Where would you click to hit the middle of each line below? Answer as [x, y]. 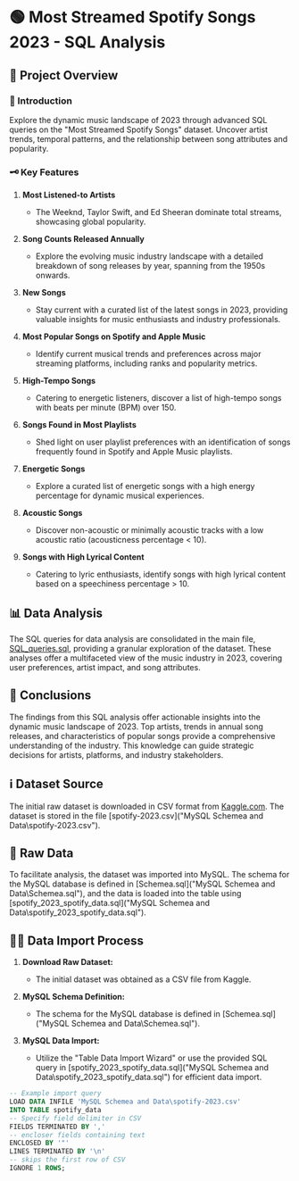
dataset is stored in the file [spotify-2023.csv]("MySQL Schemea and [137, 815]
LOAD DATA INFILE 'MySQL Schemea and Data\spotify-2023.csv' [125, 1102]
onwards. [53, 275]
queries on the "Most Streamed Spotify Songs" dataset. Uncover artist [139, 129]
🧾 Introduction [41, 101]
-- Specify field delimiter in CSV [75, 1118]
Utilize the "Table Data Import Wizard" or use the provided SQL [151, 1058]
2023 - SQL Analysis [87, 42]
